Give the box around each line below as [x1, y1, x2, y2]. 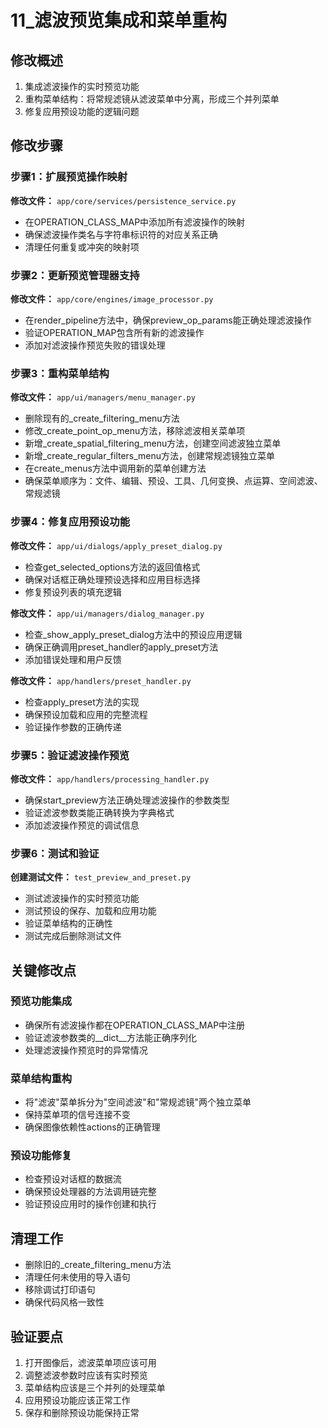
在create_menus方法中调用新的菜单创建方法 [24, 462, 207, 475]
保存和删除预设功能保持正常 [24, 1407, 140, 1419]
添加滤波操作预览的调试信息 [24, 819, 140, 831]
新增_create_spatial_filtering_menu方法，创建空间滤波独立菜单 [24, 437, 282, 450]
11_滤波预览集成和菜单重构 [10, 9, 227, 32]
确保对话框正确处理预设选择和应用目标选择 [24, 573, 201, 585]
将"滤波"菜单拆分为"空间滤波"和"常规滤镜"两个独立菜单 [24, 1096, 252, 1108]
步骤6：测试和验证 [10, 846, 100, 860]
